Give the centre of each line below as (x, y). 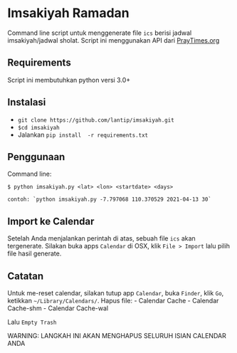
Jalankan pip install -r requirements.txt (83, 135)
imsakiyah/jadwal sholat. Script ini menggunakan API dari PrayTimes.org (114, 40)
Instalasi (27, 102)
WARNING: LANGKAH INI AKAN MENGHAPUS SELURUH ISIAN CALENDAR (117, 336)
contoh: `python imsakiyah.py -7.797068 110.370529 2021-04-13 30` (110, 200)
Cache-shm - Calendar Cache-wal (58, 308)
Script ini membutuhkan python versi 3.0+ (69, 80)
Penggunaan (36, 157)
